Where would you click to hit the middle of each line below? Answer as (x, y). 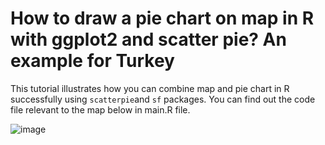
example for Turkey (92, 61)
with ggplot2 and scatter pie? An (148, 39)
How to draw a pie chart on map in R (162, 18)
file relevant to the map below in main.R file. (100, 109)
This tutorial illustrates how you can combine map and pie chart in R (150, 88)
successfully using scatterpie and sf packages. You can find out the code (163, 99)
